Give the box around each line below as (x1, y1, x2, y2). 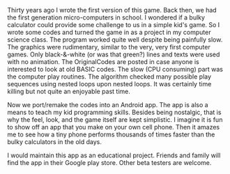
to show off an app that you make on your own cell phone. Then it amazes (7, 123, 220, 131)
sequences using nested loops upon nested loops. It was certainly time (7, 80, 212, 88)
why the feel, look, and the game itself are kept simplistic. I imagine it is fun (7, 116, 223, 124)
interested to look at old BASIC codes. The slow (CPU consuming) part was (7, 65, 223, 73)
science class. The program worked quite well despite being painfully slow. (7, 35, 223, 44)
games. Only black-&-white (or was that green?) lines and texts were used (7, 50, 220, 58)
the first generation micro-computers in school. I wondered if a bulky (7, 13, 206, 22)
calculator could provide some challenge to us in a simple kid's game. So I (7, 21, 220, 29)
